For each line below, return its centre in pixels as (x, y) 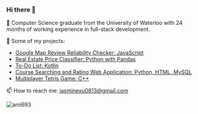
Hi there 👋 (21, 10)
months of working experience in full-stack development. (78, 29)
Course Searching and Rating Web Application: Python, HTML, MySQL (103, 72)
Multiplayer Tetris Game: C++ (52, 79)
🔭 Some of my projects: (36, 41)
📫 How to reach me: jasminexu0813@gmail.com (67, 91)
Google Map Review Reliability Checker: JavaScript (80, 53)
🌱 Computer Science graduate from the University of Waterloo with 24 (94, 23)
